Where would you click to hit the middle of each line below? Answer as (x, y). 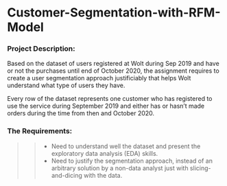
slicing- (200, 168)
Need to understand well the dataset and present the (126, 146)
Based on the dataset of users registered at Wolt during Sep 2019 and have (113, 64)
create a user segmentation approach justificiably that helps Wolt (99, 78)
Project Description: (41, 49)
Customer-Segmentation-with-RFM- (114, 13)
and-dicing (67, 175)
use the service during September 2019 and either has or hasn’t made (106, 106)
